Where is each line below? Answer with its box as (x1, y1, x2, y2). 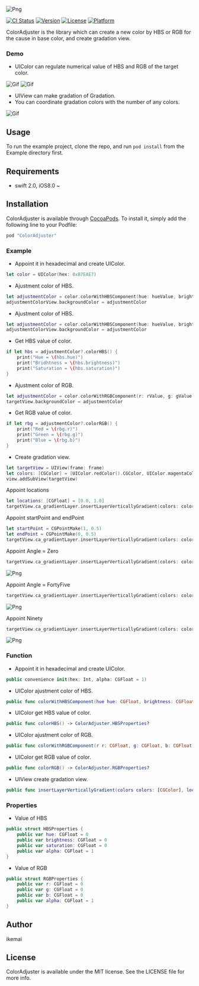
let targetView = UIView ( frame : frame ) (6, 465, 105, 471)
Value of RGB (14, 864, 47, 871)
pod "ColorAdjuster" (6, 233, 57, 239)
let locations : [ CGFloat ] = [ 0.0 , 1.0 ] (6, 498, 105, 504)
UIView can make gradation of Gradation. (14, 92, 116, 99)
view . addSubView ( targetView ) (6, 476, 78, 482)
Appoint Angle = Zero (6, 547, 59, 555)
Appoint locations (6, 486, 49, 494)
